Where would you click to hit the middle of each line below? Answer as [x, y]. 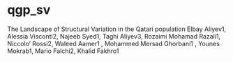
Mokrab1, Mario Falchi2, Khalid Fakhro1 [63, 51]
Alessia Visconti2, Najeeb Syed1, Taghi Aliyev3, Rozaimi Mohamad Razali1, [114, 36]
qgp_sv [29, 10]
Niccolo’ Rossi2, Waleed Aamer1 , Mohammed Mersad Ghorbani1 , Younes [113, 43]
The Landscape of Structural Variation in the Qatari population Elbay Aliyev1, [117, 29]
